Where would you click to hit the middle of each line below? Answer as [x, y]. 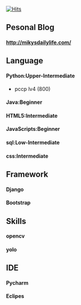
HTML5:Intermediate [32, 116]
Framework [27, 174]
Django [15, 189]
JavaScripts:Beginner [33, 129]
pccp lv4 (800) [32, 89]
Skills [16, 221]
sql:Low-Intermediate [33, 142]
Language [25, 61]
